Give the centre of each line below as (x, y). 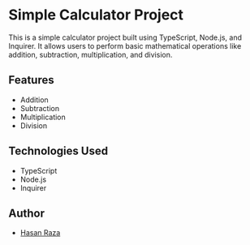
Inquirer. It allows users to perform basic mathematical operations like (125, 45)
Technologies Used (58, 151)
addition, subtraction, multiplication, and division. (91, 54)
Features (31, 80)
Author (26, 213)
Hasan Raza (40, 233)
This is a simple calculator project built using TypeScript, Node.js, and (125, 37)
